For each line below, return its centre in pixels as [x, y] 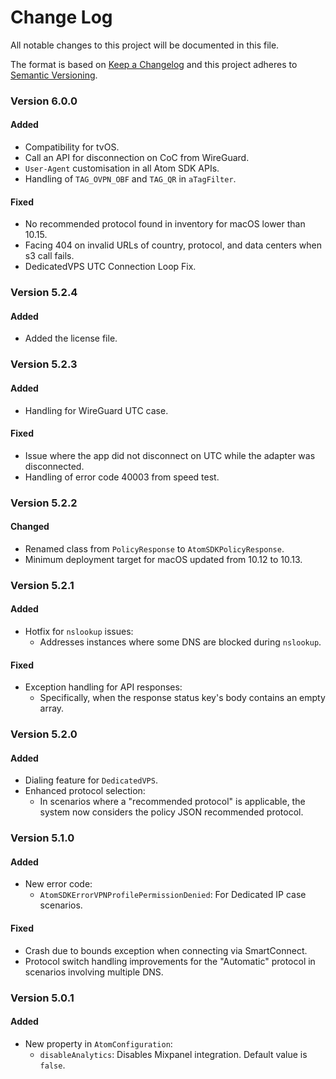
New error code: [58, 884]
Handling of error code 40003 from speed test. [122, 477]
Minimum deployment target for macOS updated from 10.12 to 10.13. [163, 559]
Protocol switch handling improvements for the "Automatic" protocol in [170, 961]
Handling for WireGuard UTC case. [96, 410]
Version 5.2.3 [44, 364]
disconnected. [54, 466]
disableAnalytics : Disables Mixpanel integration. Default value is [173, 1054]
